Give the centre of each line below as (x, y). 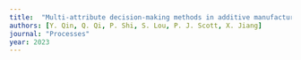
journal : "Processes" (50, 34)
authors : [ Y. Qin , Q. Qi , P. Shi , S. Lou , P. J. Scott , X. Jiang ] (136, 26)
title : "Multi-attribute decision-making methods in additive (130, 17)
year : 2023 (30, 42)
